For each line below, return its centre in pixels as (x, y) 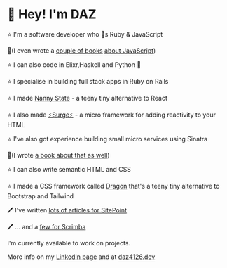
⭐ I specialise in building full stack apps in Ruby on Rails (88, 81)
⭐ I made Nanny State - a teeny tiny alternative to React (88, 98)
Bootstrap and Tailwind (40, 196)
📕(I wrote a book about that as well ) (59, 155)
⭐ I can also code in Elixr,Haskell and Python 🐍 (74, 64)
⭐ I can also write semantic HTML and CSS (69, 169)
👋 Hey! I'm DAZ (52, 14)
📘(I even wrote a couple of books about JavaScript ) (82, 50)
